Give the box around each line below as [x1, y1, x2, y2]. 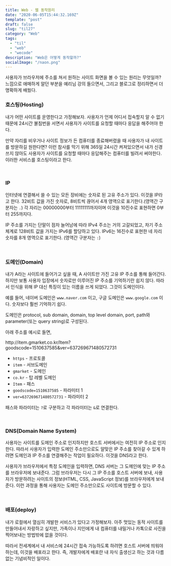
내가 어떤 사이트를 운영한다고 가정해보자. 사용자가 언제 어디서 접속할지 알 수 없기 [5, 113, 165, 120]
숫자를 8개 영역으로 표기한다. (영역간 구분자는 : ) [5, 234, 101, 241]
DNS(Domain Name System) [5, 428, 77, 435]
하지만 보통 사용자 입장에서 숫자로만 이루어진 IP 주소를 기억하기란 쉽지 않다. [5, 277, 155, 284]
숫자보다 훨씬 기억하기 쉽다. [12, 301, 67, 307]
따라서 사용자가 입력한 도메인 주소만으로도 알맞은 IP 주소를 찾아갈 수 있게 [16, 446, 161, 452]
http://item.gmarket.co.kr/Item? [5, 339, 71, 345]
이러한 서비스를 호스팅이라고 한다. [5, 156, 72, 162]
